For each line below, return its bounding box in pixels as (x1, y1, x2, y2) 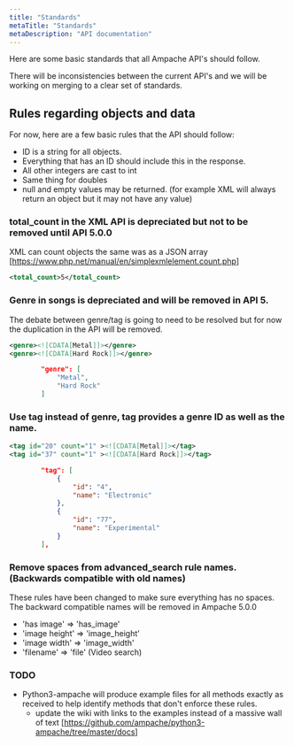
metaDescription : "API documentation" (9, 29, 152, 38)
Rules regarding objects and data (9, 105, 196, 120)
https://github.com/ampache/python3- (63, 718, 205, 728)
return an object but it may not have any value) (21, 194, 193, 204)
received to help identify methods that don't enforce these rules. (21, 698, 258, 709)
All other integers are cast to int (21, 165, 137, 176)
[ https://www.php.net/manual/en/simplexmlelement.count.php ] (9, 256, 240, 266)
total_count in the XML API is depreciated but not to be (9, 216, 249, 228)
